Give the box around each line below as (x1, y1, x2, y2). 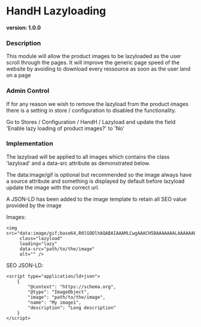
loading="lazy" (19, 241, 58, 247)
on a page (6, 72, 31, 79)
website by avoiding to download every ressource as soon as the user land (6, 65, 191, 72)
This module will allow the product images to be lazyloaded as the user (6, 53, 181, 60)
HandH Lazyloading (6, 4, 106, 18)
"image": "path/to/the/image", (28, 294, 106, 300)
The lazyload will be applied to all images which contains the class (6, 153, 170, 160)
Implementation (6, 140, 54, 148)
